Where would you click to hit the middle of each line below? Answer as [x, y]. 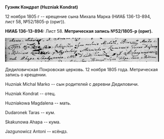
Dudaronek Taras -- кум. [30, 112]
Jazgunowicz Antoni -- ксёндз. [37, 131]
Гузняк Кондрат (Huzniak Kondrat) [41, 7]
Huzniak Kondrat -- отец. [31, 93]
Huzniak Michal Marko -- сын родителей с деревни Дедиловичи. [72, 84]
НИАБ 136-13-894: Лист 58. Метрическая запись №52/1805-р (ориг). [79, 31]
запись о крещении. [26, 75]
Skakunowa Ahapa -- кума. [33, 122]
